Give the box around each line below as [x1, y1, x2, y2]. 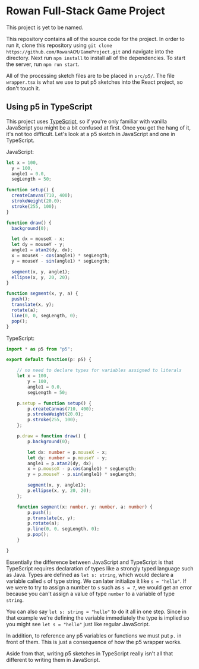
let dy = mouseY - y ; [11, 242, 65, 248]
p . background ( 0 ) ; [27, 438, 70, 444]
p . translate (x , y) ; [27, 515, 76, 521]
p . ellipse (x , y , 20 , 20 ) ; [27, 488, 92, 494]
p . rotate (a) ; [27, 520, 60, 526]
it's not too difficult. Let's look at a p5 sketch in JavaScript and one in [6, 130, 175, 137]
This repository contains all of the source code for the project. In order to [6, 35, 185, 42]
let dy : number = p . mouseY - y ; [27, 455, 108, 461]
